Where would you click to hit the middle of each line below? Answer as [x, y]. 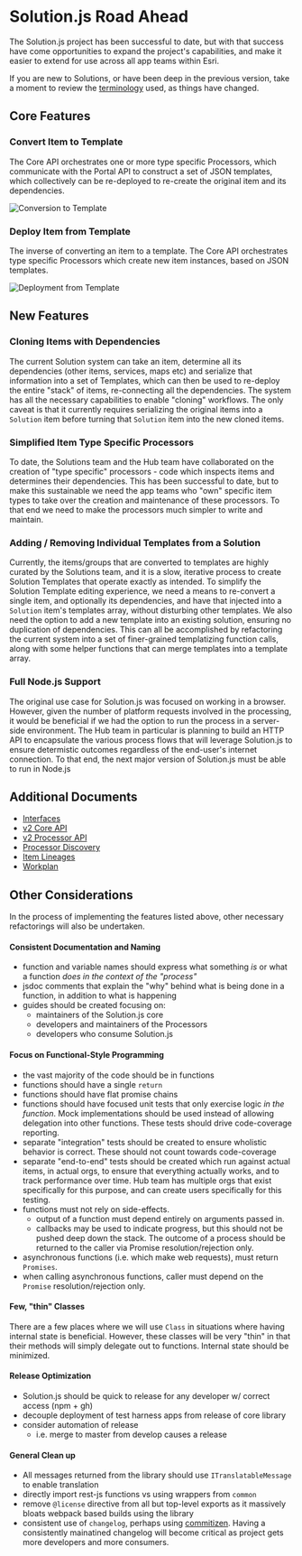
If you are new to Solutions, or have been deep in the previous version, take [150, 78]
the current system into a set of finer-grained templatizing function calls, [144, 639]
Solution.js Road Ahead [99, 17]
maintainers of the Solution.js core [100, 1015]
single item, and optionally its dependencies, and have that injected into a [146, 601]
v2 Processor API [55, 838]
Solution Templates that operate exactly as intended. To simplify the [135, 582]
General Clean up [42, 1455]
